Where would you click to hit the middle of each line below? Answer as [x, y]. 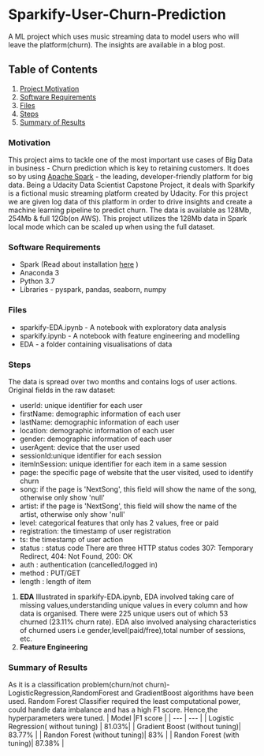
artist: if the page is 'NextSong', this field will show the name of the [128, 506]
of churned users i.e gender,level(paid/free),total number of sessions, [132, 630]
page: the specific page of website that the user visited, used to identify [136, 472]
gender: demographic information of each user [96, 439]
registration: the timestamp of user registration [95, 531]
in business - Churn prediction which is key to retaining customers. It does [129, 168]
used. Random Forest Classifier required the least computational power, [125, 702]
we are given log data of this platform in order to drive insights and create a [130, 202]
